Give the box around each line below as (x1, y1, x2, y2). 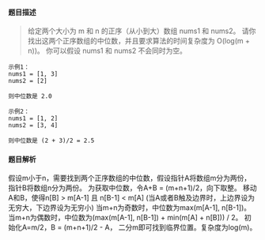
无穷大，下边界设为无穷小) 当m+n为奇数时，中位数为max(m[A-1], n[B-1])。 (8, 203, 252, 212)
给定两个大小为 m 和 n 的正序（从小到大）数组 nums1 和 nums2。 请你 (27, 26, 256, 36)
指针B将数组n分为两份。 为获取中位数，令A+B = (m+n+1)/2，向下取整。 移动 (8, 183, 257, 193)
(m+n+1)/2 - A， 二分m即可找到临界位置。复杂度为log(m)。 (63, 223, 257, 232)
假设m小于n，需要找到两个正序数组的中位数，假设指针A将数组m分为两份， (8, 174, 252, 183)
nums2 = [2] (8, 77, 47, 85)
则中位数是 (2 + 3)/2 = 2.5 (8, 137, 95, 145)
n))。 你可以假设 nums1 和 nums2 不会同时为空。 (27, 46, 187, 55)
